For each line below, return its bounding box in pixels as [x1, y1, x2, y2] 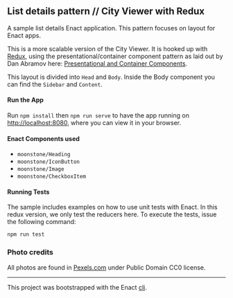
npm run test [7, 231, 45, 238]
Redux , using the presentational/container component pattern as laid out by [7, 52, 223, 60]
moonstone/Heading [17, 151, 71, 158]
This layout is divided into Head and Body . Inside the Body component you [7, 73, 215, 81]
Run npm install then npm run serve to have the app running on [7, 111, 189, 120]
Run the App [7, 96, 44, 104]
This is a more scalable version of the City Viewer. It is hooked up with [7, 44, 208, 53]
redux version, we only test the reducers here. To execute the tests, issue [7, 210, 217, 218]
